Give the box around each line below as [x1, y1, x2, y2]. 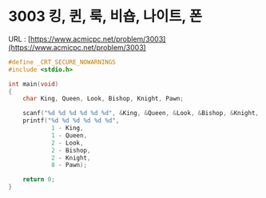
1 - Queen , [50, 131, 88, 140]
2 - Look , [50, 139, 84, 147]
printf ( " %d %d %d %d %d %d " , [22, 117, 120, 125]
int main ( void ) [8, 80, 59, 88]
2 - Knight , [50, 153, 91, 162]
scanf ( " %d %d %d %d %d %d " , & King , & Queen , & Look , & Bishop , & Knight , [22, 109, 260, 117]
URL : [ [8, 34, 31, 44]
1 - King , [50, 125, 84, 133]
